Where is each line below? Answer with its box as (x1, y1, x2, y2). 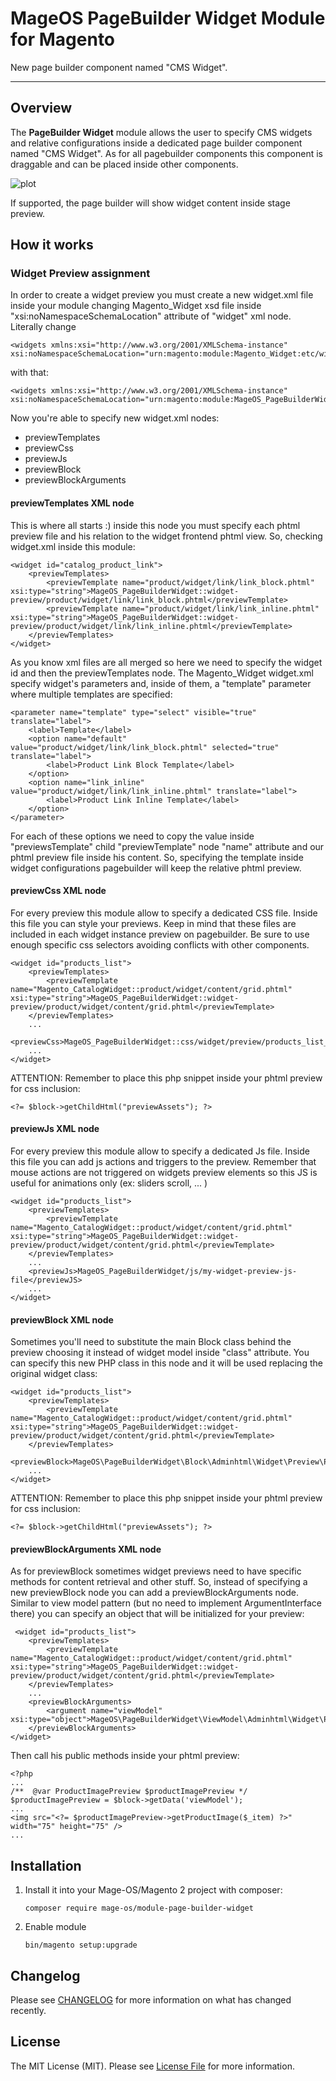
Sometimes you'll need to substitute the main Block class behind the (10, 1336, 292, 1348)
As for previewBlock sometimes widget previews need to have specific (10, 1565, 302, 1577)
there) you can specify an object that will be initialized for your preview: (10, 1608, 305, 1620)
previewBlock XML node (10, 1313, 114, 1326)
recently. (10, 2005, 47, 2017)
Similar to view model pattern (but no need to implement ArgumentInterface (10, 1597, 322, 1609)
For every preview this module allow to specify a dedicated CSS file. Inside (10, 907, 318, 919)
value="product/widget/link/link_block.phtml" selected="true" (10, 742, 280, 752)
